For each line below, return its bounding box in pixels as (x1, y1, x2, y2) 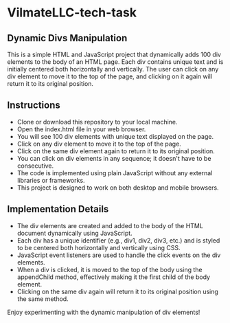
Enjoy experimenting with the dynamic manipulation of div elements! (7, 308, 200, 316)
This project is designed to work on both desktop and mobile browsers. (16, 183, 219, 192)
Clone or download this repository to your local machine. (16, 118, 178, 126)
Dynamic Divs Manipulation (7, 32, 128, 44)
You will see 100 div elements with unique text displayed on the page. (16, 132, 214, 140)
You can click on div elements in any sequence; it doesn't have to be (16, 154, 211, 162)
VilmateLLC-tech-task (7, 5, 137, 21)
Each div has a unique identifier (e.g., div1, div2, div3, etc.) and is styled (16, 236, 220, 245)
